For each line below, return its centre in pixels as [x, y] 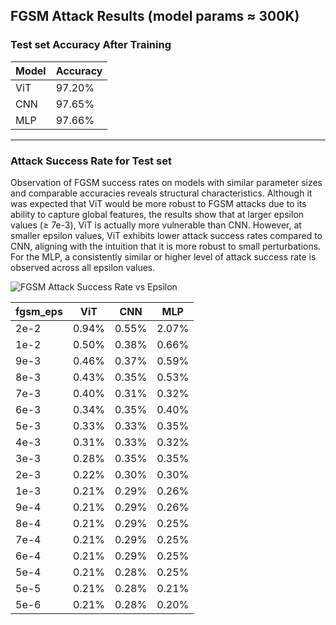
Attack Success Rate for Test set [91, 161]
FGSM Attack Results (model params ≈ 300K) [155, 16]
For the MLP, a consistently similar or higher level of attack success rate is [163, 256]
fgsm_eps [39, 311]
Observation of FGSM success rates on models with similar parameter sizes [166, 182]
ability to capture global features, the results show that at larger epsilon [157, 214]
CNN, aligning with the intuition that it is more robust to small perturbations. [166, 246]
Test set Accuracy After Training [91, 45]
